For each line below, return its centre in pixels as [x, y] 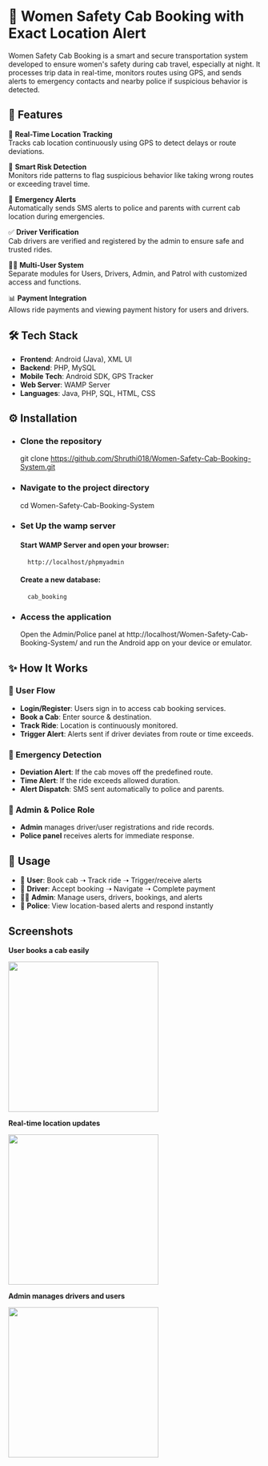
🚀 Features [36, 115]
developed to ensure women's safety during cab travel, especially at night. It [134, 64]
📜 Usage [29, 861]
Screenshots [41, 931]
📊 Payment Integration [48, 298]
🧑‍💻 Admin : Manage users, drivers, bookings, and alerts [111, 898]
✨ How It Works [48, 668]
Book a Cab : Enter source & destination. [86, 717]
